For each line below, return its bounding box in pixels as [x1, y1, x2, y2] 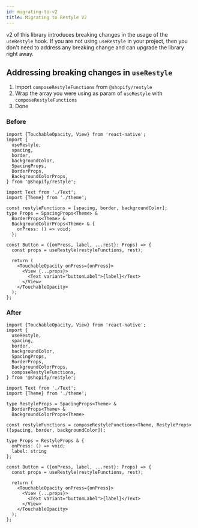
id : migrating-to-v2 [6, 8, 58, 15]
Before [6, 118, 26, 126]
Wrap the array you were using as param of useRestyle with [14, 90, 163, 97]
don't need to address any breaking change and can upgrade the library [6, 43, 185, 51]
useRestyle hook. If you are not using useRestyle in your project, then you [6, 37, 188, 45]
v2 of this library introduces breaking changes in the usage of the [6, 31, 168, 38]
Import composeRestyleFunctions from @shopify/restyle [14, 84, 152, 91]
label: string [11, 448, 47, 454]
